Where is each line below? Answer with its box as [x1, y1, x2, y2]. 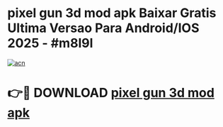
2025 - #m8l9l [7, 35, 93, 51]
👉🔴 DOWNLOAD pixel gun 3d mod [7, 85, 215, 101]
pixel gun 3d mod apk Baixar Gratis [7, 5, 217, 21]
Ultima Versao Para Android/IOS [7, 20, 200, 36]
